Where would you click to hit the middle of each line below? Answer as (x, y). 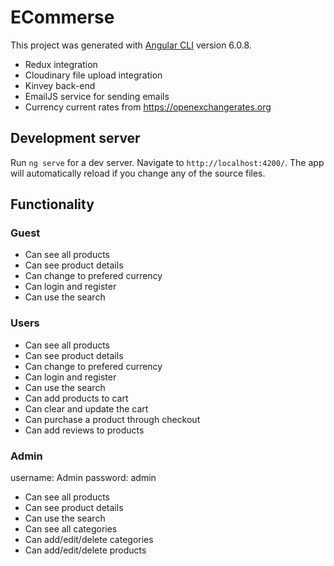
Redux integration (61, 64)
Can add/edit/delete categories (89, 540)
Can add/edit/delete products (85, 550)
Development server (75, 138)
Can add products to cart (76, 398)
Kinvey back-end (60, 85)
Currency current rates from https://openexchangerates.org (148, 107)
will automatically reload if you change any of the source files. (138, 173)
